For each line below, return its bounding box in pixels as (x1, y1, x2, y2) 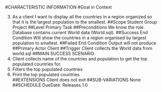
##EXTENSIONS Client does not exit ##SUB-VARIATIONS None (12, 77, 141, 83)
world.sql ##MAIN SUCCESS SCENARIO (12, 50, 94, 56)
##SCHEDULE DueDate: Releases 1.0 (12, 82, 88, 88)
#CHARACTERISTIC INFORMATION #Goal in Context (5, 4, 112, 10)
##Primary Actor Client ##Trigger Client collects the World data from (12, 46, 153, 51)
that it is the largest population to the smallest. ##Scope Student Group (12, 19, 157, 25)
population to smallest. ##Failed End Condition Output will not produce (12, 40, 157, 46)
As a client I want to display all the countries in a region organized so (12, 14, 152, 19)
